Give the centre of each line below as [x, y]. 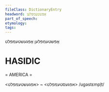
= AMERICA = [19, 75]
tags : [10, 28]
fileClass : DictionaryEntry [33, 9]
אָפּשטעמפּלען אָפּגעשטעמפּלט [32, 41]
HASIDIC [23, 61]
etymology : [16, 23]
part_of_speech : [21, 18]
